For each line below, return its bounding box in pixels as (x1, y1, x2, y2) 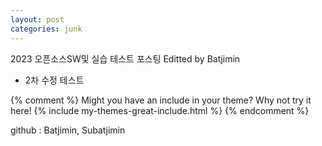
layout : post (10, 14, 65, 25)
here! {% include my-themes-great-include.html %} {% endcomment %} (10, 104, 310, 116)
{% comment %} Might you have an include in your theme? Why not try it (10, 94, 312, 106)
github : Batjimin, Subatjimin (10, 124, 126, 136)
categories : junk (10, 24, 83, 34)
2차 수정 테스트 (24, 74, 85, 86)
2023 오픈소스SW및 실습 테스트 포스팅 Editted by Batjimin (10, 52, 241, 65)
